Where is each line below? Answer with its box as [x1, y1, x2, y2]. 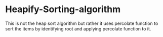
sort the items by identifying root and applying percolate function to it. [5, 25, 151, 31]
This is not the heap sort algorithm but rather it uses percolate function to [5, 20, 158, 26]
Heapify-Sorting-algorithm [5, 4, 120, 15]
